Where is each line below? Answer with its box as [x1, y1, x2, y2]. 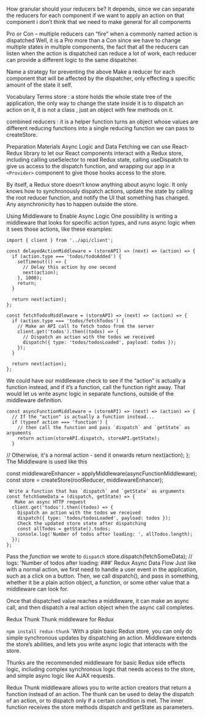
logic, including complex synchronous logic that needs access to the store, [6, 665, 195, 673]
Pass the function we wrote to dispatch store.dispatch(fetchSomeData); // [6, 552, 193, 560]
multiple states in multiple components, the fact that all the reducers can [6, 43, 189, 50]
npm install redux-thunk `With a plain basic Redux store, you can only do [6, 627, 193, 635]
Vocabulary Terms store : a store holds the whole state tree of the [6, 93, 172, 100]
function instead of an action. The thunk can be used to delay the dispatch [6, 691, 195, 697]
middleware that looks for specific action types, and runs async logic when [6, 219, 196, 226]
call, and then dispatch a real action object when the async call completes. [6, 604, 195, 611]
